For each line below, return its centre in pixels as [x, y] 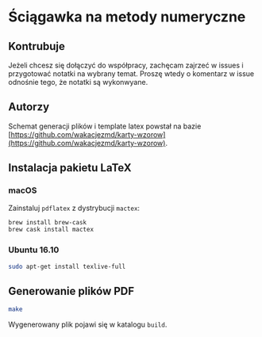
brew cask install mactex [51, 230]
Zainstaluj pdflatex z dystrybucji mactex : [74, 208]
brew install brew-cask [48, 222]
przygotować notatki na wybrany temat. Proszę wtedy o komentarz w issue [131, 74]
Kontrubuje [37, 46]
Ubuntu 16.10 [34, 250]
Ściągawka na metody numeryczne [127, 17]
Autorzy [29, 107]
